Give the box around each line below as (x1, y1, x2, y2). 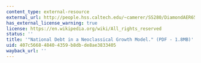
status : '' (6, 31, 33, 37)
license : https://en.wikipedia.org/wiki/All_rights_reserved (6, 25, 162, 32)
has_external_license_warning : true (6, 20, 98, 26)
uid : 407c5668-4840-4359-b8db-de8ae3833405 (6, 43, 117, 49)
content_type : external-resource (6, 8, 90, 15)
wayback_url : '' (6, 48, 47, 54)
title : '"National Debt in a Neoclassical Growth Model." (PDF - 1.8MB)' (6, 37, 194, 43)
